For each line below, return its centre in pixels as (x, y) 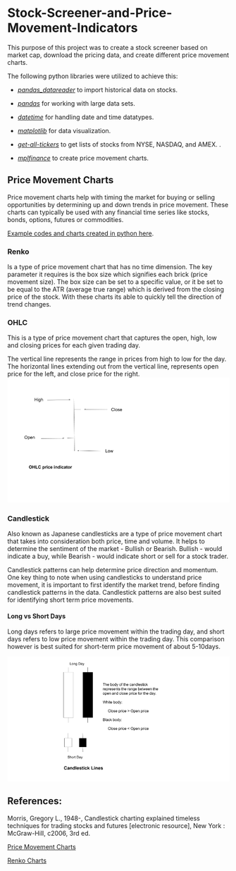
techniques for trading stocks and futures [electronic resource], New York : (116, 825)
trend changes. (29, 304)
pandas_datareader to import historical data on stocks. (98, 89)
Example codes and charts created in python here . (81, 233)
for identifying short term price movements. (70, 600)
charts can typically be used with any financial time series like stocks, (108, 212)
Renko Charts (27, 860)
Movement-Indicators (73, 28)
